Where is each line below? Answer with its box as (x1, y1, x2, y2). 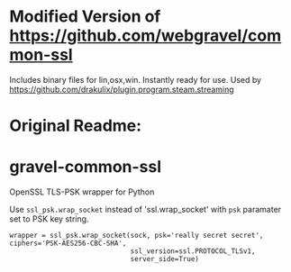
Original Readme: (9, 115, 142, 136)
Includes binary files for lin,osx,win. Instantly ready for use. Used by (9, 74, 262, 85)
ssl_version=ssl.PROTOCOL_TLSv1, (130, 247, 256, 256)
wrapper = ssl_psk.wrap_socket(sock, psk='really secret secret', (9, 231, 264, 240)
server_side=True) (130, 255, 200, 264)
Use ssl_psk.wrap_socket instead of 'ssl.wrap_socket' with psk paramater (9, 204, 282, 215)
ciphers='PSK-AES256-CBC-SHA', (9, 239, 127, 249)
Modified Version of (9, 6, 161, 27)
